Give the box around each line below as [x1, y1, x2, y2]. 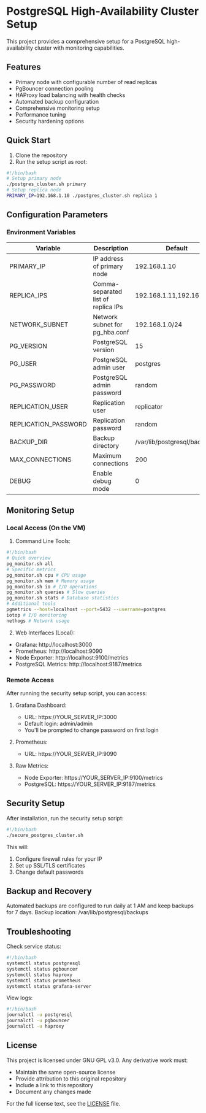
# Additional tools [6, 601, 56, 607]
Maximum [93, 451, 121, 460]
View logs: [6, 994, 33, 1001]
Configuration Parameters [6, 210, 109, 220]
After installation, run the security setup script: [6, 814, 124, 822]
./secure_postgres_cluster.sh [6, 832, 84, 838]
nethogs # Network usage [6, 618, 70, 624]
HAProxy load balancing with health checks [15, 91, 126, 99]
